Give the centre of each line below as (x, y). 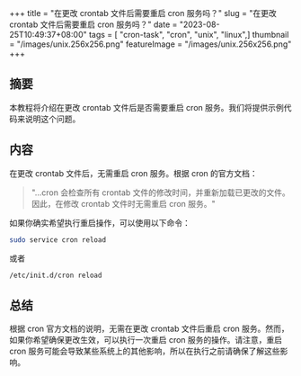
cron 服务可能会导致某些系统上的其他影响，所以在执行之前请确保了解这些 (145, 351)
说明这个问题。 (53, 119)
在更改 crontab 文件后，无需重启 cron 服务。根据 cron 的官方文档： (133, 173)
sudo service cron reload (58, 240)
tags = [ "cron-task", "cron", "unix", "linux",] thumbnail (189, 35)
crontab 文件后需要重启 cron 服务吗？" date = (93, 24)
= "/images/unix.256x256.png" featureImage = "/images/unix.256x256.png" (150, 44)
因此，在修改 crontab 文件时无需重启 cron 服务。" (123, 203)
